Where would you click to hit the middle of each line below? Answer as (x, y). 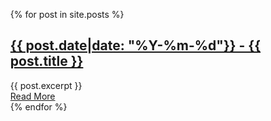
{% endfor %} (38, 106)
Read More (32, 96)
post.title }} (46, 61)
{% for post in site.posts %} (67, 14)
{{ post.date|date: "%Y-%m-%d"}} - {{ (135, 45)
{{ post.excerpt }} (46, 85)
